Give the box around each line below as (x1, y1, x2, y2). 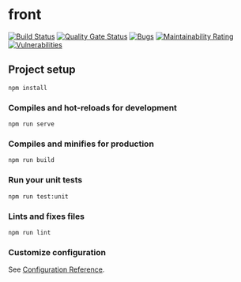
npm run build (8, 156, 55, 164)
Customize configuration (8, 246, 107, 258)
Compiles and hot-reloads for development (8, 102, 178, 113)
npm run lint (8, 228, 51, 236)
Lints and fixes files (8, 211, 85, 222)
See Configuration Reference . (8, 265, 105, 274)
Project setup (8, 63, 77, 77)
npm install (8, 84, 47, 92)
